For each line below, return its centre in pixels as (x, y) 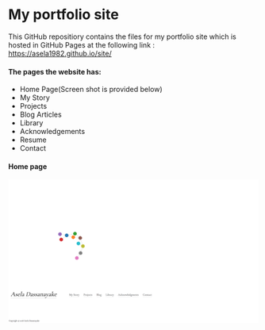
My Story (35, 98)
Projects (33, 106)
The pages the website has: (55, 71)
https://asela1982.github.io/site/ (60, 53)
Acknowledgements (52, 132)
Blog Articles (40, 115)
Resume (33, 140)
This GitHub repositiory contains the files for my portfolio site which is (122, 36)
